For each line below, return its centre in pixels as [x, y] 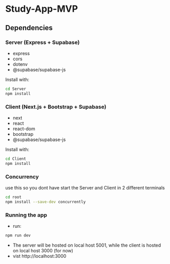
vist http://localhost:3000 [39, 256]
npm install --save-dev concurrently [46, 202]
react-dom [24, 129]
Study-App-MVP [42, 9]
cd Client [16, 159]
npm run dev [18, 235]
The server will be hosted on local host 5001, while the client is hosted [87, 245]
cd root [14, 197]
